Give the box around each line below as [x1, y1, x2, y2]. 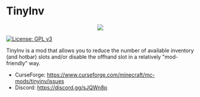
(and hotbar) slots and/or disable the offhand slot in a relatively [6, 53, 161, 60]
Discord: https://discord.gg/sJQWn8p [14, 84, 107, 91]
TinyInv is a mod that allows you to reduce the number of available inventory [6, 47, 194, 54]
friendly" [6, 59, 28, 66]
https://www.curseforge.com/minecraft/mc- [47, 71, 155, 78]
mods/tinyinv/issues [14, 77, 64, 84]
